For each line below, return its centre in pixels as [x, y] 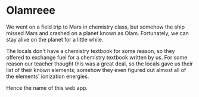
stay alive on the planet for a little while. [55, 39]
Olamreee [31, 10]
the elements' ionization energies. [48, 76]
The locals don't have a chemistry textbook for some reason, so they [91, 51]
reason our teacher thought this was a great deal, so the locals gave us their [100, 64]
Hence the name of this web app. [47, 87]
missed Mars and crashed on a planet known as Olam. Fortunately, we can [98, 33]
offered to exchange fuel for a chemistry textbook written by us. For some [97, 57]
